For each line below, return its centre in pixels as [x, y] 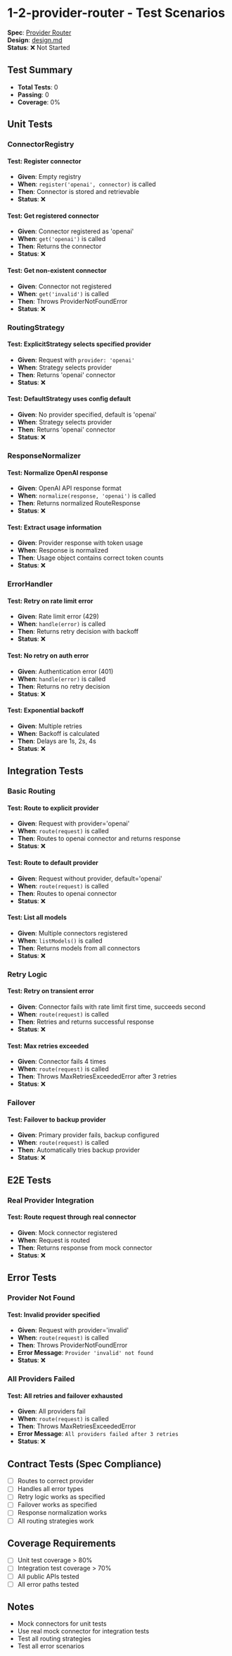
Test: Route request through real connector [72, 1217]
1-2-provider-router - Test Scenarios [116, 13]
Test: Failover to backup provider [57, 1120]
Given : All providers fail [51, 1411]
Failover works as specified [57, 1505]
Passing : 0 [33, 94]
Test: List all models [37, 917]
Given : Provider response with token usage [80, 543]
